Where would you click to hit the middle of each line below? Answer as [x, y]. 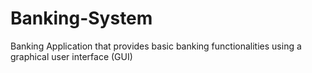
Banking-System [81, 18]
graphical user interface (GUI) [71, 56]
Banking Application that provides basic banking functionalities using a [156, 46]
